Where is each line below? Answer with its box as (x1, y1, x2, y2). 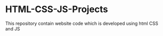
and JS (5, 25, 20, 31)
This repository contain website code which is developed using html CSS (5, 20, 159, 26)
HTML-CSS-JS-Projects (5, 4, 108, 15)
